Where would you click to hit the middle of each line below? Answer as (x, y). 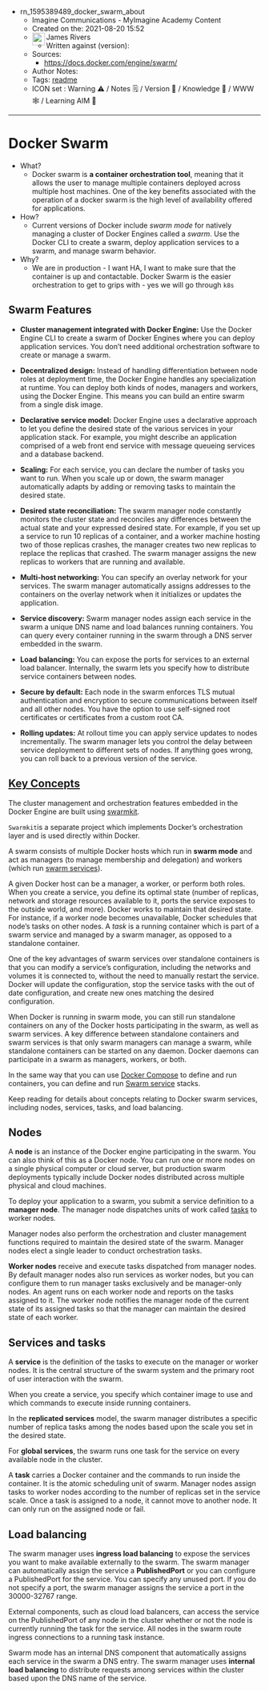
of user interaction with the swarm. (66, 1379)
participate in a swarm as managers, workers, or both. (97, 1059)
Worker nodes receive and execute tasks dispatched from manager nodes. (132, 1266)
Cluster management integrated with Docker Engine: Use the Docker (136, 329)
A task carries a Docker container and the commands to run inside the (124, 1475)
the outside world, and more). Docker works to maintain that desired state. (131, 909)
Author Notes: (55, 71)
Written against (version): (88, 46)
